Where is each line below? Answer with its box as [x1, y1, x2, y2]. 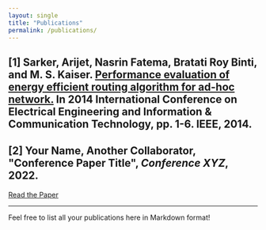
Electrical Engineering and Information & [8, 104, 212, 119]
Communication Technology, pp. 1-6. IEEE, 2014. [8, 117, 253, 130]
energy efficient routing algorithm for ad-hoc [8, 80, 235, 93]
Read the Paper [8, 190, 59, 199]
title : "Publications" [8, 19, 83, 27]
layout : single [8, 11, 59, 20]
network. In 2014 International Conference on [8, 92, 237, 106]
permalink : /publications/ [8, 26, 97, 34]
